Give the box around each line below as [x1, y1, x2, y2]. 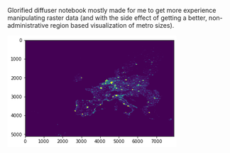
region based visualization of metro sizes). [50, 21, 175, 29]
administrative [7, 21, 49, 29]
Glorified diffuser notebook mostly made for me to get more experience [7, 6, 217, 14]
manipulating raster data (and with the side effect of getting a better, [7, 14, 207, 22]
